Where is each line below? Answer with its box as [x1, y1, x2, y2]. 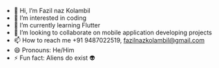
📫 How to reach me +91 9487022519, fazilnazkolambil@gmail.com [13, 36, 205, 44]
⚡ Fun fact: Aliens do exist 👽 [13, 54, 95, 62]
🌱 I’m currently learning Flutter [13, 21, 101, 29]
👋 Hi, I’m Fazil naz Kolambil [13, 7, 91, 14]
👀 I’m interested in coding [13, 14, 87, 22]
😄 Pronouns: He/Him [13, 46, 75, 54]
